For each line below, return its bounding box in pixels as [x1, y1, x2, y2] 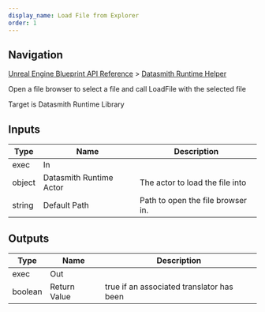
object [12, 177, 35, 188]
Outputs [8, 231, 50, 245]
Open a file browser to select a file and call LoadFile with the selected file [8, 85, 247, 94]
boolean [12, 286, 43, 297]
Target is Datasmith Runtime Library [8, 100, 125, 109]
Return [50, 281, 75, 292]
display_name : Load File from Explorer [8, 11, 140, 20]
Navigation [8, 48, 63, 62]
